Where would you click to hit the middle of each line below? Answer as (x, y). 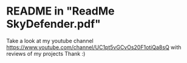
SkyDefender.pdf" (54, 24)
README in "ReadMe (61, 11)
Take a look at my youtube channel (50, 41)
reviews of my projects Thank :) (46, 53)
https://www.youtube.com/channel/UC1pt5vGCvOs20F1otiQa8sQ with (94, 47)
